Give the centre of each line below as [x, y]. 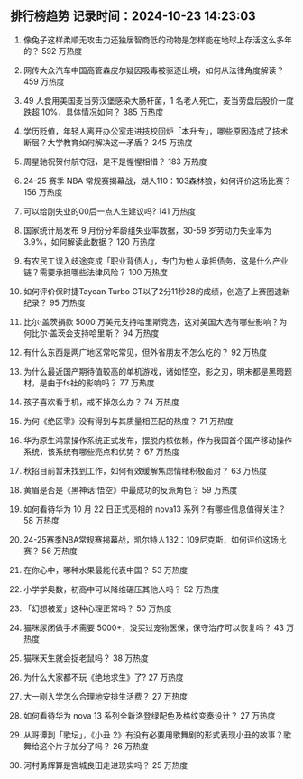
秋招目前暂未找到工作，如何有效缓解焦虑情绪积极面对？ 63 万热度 [145, 470]
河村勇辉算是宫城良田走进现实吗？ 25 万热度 [106, 765]
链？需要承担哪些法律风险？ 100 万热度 [96, 272]
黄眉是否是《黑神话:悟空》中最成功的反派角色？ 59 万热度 [130, 489]
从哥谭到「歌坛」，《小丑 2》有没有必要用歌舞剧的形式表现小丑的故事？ [153, 735]
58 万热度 [41, 520]
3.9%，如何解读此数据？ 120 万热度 [89, 241]
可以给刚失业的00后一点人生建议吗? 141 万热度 [110, 211]
